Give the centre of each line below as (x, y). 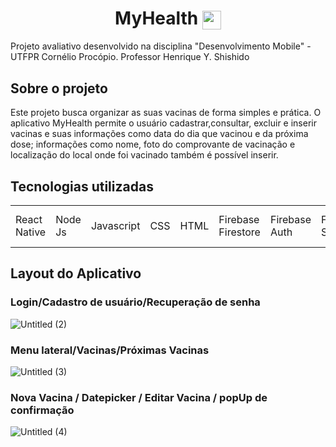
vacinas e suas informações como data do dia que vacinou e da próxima (159, 134)
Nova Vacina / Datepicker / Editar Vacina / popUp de (139, 397)
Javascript (115, 225)
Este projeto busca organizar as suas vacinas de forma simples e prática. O (166, 113)
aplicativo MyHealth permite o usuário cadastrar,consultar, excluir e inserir (163, 123)
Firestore (239, 232)
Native (31, 232)
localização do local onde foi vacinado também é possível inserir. (144, 155)
